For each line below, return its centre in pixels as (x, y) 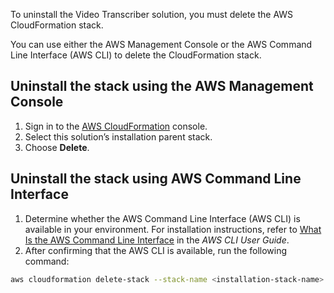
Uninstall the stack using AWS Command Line (156, 179)
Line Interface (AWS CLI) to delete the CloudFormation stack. (136, 55)
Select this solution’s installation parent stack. (118, 136)
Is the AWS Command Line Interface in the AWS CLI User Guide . (157, 240)
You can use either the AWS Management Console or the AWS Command (161, 44)
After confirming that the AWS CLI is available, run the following (156, 250)
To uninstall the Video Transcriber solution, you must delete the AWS (152, 14)
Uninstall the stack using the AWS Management (162, 86)
